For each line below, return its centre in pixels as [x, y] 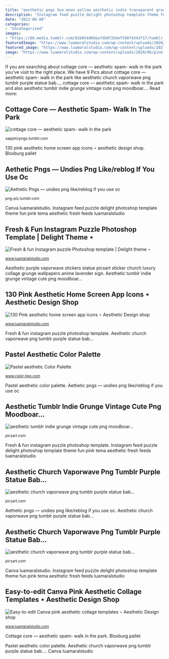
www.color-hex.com [23, 376]
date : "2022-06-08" [26, 19]
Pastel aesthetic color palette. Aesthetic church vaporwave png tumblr [78, 645]
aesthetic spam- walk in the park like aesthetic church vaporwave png [78, 77]
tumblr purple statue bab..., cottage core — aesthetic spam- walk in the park [84, 83]
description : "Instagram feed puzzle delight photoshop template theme [82, 15]
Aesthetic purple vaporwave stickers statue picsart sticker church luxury [80, 268]
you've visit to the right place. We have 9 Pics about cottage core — [75, 72]
